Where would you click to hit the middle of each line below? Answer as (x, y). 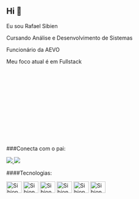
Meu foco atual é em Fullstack (44, 61)
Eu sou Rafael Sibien (32, 26)
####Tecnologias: (29, 173)
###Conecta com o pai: (36, 148)
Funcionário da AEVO (33, 49)
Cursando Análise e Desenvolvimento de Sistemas (69, 38)
